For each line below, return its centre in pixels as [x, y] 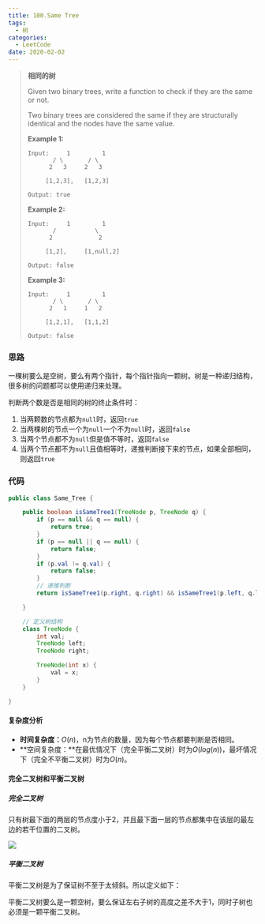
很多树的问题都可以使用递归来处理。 [67, 386]
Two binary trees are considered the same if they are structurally [132, 115]
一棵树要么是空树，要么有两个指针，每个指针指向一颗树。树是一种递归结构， [132, 376]
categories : [28, 38]
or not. [38, 100]
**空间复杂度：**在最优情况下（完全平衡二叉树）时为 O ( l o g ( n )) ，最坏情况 [138, 749]
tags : [17, 23]
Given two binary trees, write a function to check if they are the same [140, 91]
